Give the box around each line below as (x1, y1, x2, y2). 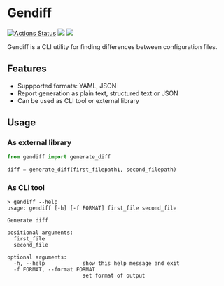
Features (7, 63, 47, 75)
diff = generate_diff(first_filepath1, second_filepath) (7, 166, 177, 173)
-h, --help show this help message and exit (13, 260, 180, 267)
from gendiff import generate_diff (7, 154, 111, 161)
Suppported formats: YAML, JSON (17, 81, 117, 90)
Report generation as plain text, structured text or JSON (17, 89, 178, 97)
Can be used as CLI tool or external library (17, 96, 140, 104)
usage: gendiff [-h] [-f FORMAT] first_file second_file (7, 205, 177, 212)
